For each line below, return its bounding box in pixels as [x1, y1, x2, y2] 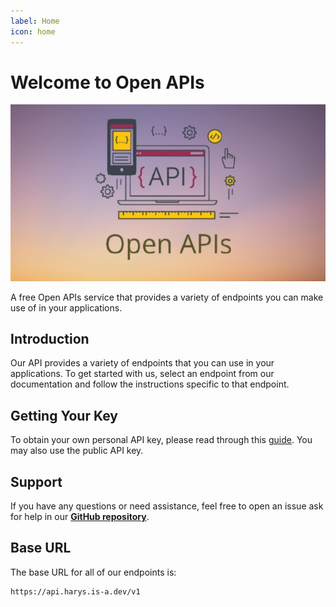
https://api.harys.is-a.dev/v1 [10, 586, 141, 597]
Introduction [10, 331, 90, 347]
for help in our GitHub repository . [10, 511, 150, 523]
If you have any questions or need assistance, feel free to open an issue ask [10, 500, 324, 512]
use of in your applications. [10, 301, 123, 314]
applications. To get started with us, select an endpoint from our [10, 368, 275, 380]
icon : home [10, 26, 56, 37]
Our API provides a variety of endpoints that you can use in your [10, 357, 275, 369]
